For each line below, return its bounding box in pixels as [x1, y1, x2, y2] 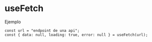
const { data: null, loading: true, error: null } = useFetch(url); [4, 32, 148, 37]
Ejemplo [4, 19, 21, 25]
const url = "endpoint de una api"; [4, 28, 80, 33]
